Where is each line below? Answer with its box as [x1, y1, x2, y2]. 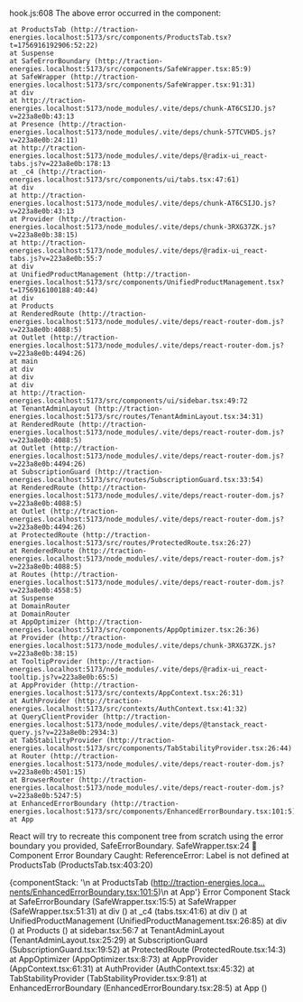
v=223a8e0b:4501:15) [9, 767, 87, 776]
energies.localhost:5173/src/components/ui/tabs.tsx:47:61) [9, 175, 241, 184]
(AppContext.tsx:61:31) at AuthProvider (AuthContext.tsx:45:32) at [9, 963, 255, 974]
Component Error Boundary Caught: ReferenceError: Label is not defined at [9, 850, 289, 860]
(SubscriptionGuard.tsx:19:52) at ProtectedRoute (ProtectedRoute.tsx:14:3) [9, 944, 287, 955]
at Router [9, 752, 47, 761]
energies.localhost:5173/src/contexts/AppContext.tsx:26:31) [9, 689, 244, 698]
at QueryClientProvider [9, 712, 99, 721]
